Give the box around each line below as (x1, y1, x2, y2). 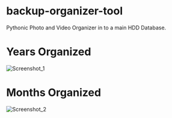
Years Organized (6, 45, 91, 59)
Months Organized (6, 86, 101, 99)
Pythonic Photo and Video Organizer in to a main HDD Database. (6, 24, 167, 31)
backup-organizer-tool (6, 4, 123, 18)
